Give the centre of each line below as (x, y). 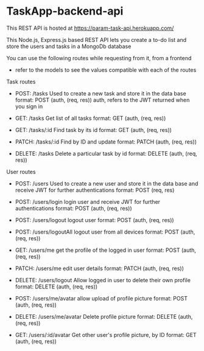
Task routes (21, 82)
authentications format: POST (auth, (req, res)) (73, 208)
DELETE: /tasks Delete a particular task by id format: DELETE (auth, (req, (106, 153)
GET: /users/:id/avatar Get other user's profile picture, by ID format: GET (106, 335)
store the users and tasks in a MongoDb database (69, 46)
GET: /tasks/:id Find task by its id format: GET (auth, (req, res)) (93, 130)
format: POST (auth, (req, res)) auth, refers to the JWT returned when (102, 100)
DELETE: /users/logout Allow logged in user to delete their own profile (103, 280)
